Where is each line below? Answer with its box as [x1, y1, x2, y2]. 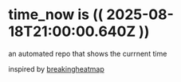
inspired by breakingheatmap [8, 64, 105, 73]
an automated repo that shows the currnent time [8, 49, 167, 58]
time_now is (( [8, 6, 104, 24]
